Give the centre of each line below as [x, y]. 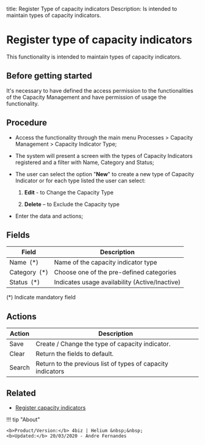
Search [20, 368]
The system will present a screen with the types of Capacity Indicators [104, 155]
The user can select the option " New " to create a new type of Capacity [104, 174]
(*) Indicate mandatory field [41, 297]
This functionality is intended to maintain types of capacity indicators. [94, 57]
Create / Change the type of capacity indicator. [103, 344]
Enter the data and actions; [49, 216]
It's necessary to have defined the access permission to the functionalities [100, 90]
